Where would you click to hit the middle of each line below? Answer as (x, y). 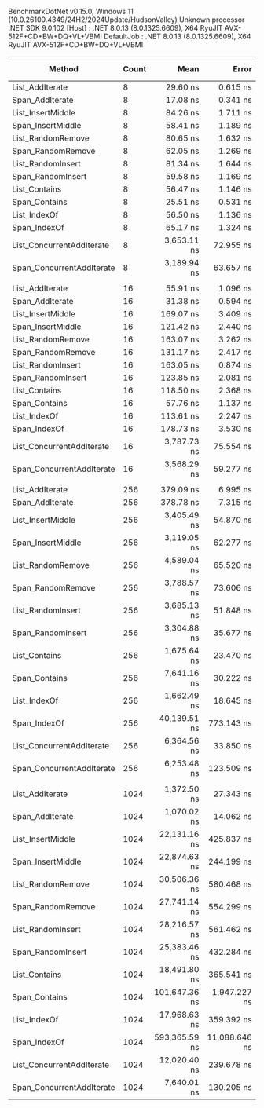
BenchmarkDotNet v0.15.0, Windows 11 (71, 11)
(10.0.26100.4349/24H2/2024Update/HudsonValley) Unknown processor (126, 20)
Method (63, 69)
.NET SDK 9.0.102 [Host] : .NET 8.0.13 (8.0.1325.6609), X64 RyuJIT (115, 28)
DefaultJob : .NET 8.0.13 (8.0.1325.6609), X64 (177, 36)
